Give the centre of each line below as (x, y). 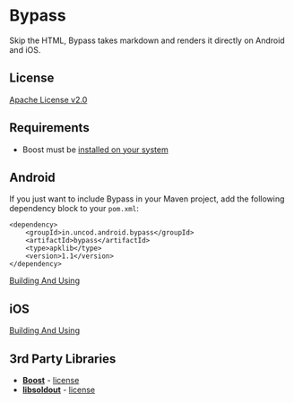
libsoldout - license (59, 390)
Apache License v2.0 (48, 99)
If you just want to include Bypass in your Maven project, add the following (147, 199)
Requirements (49, 128)
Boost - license (51, 380)
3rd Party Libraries (63, 359)
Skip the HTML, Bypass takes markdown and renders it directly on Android (147, 40)
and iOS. (25, 49)
